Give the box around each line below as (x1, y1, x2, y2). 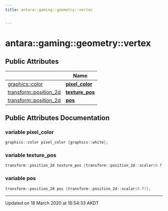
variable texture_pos (5, 152, 56, 159)
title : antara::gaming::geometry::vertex (5, 7, 93, 12)
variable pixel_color (5, 128, 54, 135)
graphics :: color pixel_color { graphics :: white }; (5, 140, 108, 145)
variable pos (5, 175, 36, 182)
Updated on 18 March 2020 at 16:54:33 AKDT (5, 200, 99, 206)
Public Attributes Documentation (5, 114, 110, 122)
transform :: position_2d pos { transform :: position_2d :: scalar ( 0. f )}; (5, 186, 151, 191)
